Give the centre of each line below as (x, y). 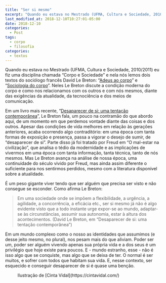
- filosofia (22, 47)
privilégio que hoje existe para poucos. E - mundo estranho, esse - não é (79, 250)
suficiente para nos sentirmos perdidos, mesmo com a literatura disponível (81, 169)
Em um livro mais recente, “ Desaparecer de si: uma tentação (67, 111)
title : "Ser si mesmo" (28, 10)
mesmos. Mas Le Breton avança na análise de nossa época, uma (71, 158)
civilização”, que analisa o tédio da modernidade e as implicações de (75, 148)
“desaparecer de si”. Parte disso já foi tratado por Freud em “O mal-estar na (82, 142)
